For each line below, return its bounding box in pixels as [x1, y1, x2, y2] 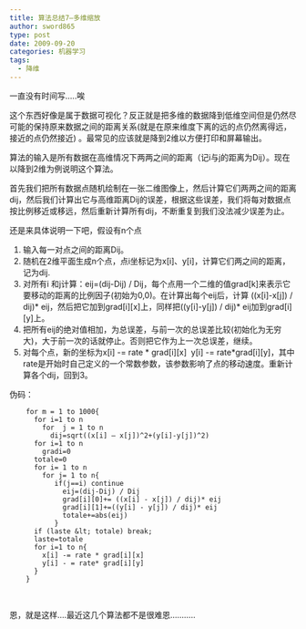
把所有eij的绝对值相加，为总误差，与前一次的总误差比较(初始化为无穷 [22, 324, 282, 335]
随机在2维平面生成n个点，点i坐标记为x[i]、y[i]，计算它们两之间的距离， [22, 255, 291, 266]
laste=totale [33, 534, 84, 543]
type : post [9, 30, 51, 39]
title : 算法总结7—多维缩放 [9, 13, 101, 23]
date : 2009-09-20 [9, 38, 76, 48]
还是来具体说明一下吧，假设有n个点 [9, 224, 143, 235]
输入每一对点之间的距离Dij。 [22, 243, 129, 255]
